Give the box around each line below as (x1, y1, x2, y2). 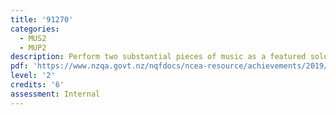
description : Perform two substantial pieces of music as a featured (10, 52, 307, 62)
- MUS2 (19, 33, 47, 43)
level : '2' (10, 71, 56, 81)
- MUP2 (19, 42, 47, 53)
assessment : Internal (10, 89, 101, 99)
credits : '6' (10, 80, 65, 90)
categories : (10, 24, 60, 34)
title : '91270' (10, 14, 74, 25)
